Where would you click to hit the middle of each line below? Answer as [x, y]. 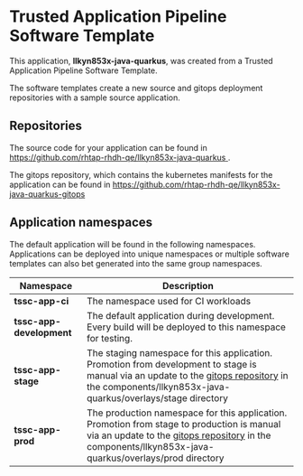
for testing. [110, 338]
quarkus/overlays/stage [137, 397]
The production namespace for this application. [187, 413]
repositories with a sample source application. [95, 98]
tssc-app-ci [41, 301]
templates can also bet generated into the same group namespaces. [136, 263]
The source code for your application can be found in [108, 147]
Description [188, 285]
